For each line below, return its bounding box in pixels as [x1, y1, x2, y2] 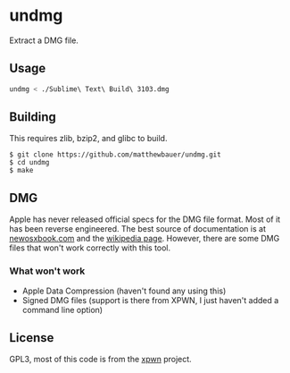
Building [9, 109, 56, 125]
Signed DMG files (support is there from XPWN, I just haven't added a [21, 294, 279, 305]
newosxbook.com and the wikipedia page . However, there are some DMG [9, 233, 280, 244]
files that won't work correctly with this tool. [9, 242, 171, 253]
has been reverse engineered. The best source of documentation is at [9, 224, 266, 234]
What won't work [9, 265, 86, 277]
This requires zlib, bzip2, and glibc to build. [9, 133, 168, 144]
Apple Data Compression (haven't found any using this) [21, 285, 227, 296]
